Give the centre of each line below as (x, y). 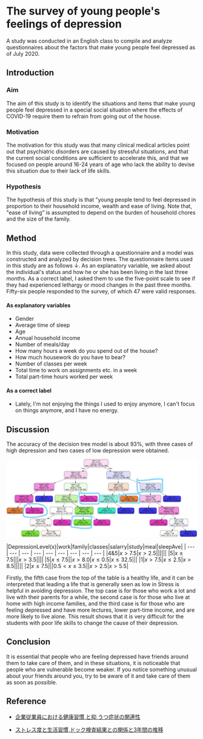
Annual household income (48, 338)
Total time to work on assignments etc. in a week (76, 370)
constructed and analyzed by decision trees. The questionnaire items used (99, 259)
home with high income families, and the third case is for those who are (95, 603)
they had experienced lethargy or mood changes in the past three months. (99, 285)
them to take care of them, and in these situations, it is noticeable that (93, 663)
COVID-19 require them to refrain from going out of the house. (84, 116)
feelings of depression (64, 24)
